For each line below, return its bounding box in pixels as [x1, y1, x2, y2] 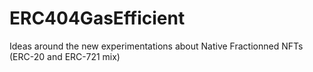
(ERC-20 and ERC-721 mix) [9, 50, 121, 62]
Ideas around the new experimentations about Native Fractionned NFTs [9, 40, 304, 52]
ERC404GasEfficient [9, 7, 186, 30]
